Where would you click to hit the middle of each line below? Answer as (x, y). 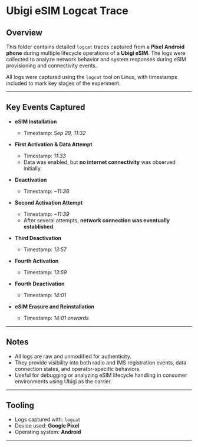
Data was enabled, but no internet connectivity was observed (99, 162)
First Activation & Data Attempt (53, 144)
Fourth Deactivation (39, 284)
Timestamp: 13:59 (45, 272)
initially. (33, 168)
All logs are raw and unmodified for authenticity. (73, 356)
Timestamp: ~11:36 (46, 191)
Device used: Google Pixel (47, 426)
